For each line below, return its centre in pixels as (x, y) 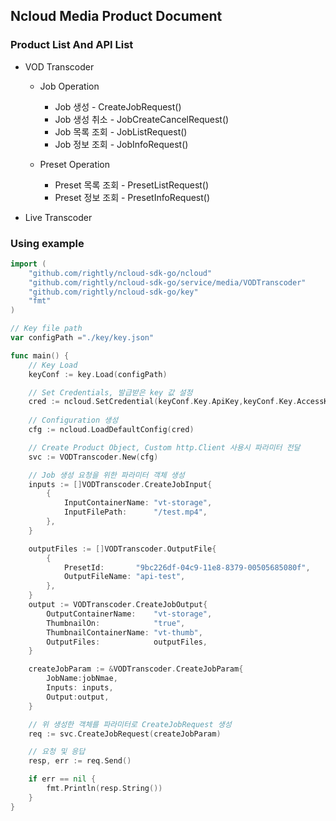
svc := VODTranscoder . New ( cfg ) (93, 457)
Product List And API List (72, 45)
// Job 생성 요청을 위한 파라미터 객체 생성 (106, 475)
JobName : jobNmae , (82, 679)
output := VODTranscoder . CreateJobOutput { (118, 605)
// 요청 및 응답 (57, 752)
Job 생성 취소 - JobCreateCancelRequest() (142, 119)
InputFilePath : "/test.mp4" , (135, 512)
